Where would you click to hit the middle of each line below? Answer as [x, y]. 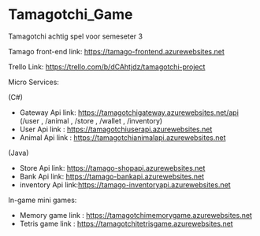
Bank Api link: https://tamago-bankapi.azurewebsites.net [112, 176]
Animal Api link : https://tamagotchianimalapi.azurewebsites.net [123, 137]
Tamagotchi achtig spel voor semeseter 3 [76, 36]
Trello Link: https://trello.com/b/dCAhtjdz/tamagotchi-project [107, 66]
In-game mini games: [43, 200]
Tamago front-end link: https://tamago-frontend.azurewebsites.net [116, 51]
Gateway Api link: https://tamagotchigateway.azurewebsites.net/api [129, 112]
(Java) [19, 153]
